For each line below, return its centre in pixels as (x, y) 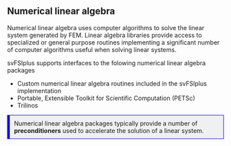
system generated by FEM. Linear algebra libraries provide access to (104, 35)
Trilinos (27, 105)
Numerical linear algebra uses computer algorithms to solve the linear (106, 27)
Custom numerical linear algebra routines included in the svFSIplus (112, 83)
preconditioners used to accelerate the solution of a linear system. (109, 130)
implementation (39, 90)
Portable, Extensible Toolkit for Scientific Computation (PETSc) (106, 98)
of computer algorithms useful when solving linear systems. (92, 49)
